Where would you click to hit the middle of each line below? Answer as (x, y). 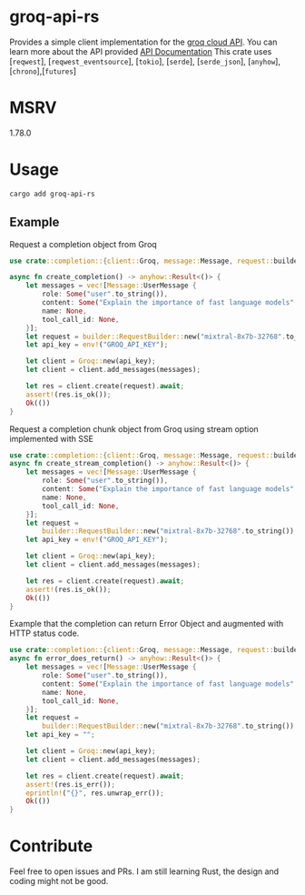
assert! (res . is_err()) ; (71, 784)
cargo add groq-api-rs (52, 194)
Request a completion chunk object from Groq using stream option (134, 428)
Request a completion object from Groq (83, 244)
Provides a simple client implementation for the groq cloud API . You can (143, 42)
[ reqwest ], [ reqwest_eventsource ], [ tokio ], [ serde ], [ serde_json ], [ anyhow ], (145, 61)
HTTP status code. (44, 633)
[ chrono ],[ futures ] (43, 71)
